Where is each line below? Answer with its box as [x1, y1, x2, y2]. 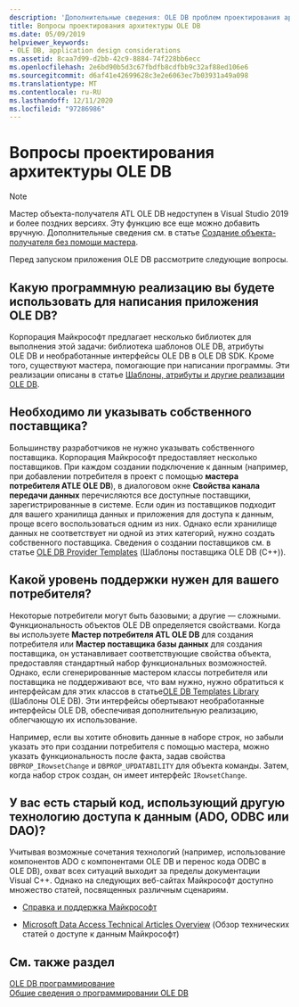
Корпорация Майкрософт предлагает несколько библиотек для [9, 332, 252, 342]
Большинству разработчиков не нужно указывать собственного [9, 442, 255, 453]
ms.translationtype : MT [9, 79, 98, 88]
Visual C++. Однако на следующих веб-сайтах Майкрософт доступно [9, 875, 274, 886]
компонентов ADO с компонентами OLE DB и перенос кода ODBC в [9, 856, 267, 867]
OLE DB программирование [9, 978, 116, 989]
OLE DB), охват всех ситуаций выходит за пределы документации [9, 866, 261, 877]
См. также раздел [9, 954, 116, 970]
